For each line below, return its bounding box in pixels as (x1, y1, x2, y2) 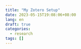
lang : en (5, 17, 24, 22)
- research (10, 31, 33, 36)
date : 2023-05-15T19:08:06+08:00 (5, 12, 76, 17)
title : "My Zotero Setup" (5, 7, 60, 13)
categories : (5, 27, 31, 32)
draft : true (5, 21, 31, 27)
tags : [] (5, 36, 24, 41)
